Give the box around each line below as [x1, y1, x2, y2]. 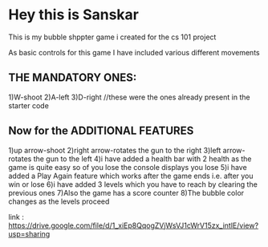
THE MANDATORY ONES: [8, 71, 137, 85]
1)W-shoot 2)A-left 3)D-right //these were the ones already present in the [8, 92, 250, 102]
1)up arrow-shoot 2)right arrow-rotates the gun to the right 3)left [8, 145, 221, 155]
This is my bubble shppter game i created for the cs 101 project [8, 32, 217, 42]
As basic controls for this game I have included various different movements [8, 47, 260, 57]
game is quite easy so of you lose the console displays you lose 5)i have [8, 162, 247, 172]
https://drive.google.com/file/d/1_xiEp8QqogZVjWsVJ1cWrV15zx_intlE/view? [8, 221, 259, 230]
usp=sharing [8, 229, 51, 238]
